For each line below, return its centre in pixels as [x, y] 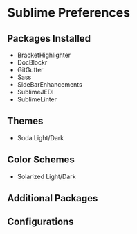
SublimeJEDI [35, 92]
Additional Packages [53, 198]
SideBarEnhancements [50, 84]
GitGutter [30, 70]
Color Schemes [41, 160]
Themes [25, 121]
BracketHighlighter [44, 55]
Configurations [40, 222]
